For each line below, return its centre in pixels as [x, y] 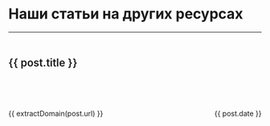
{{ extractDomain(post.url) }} [56, 113]
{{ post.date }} [238, 113]
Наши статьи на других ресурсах [126, 14]
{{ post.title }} [43, 62]
